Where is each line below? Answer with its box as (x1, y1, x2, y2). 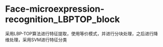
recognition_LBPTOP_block (5, 14, 120, 25)
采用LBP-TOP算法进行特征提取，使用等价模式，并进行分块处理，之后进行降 (5, 30, 159, 36)
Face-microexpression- (5, 3, 105, 15)
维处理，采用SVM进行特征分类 (5, 37, 67, 43)
